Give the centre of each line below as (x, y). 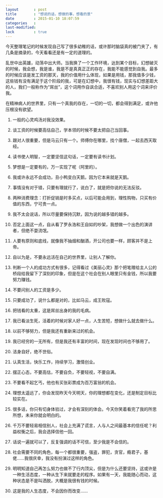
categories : (21, 23)
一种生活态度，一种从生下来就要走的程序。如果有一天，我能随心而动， (82, 475)
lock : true (26, 32)
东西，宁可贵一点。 (40, 204)
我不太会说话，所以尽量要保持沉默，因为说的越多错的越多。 (72, 214)
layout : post (26, 9)
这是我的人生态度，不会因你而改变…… (50, 491)
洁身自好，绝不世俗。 (34, 351)
